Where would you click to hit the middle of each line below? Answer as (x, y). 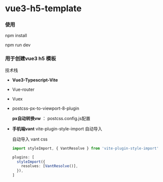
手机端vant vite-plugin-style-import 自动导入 (57, 129)
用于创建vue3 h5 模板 (31, 59)
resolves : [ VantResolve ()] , (50, 166)
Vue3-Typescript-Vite (35, 80)
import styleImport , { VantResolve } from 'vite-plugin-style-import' (85, 148)
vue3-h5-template (43, 9)
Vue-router (23, 89)
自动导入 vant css (30, 139)
